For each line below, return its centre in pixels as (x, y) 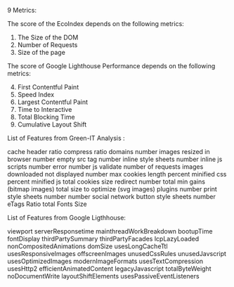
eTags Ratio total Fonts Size (47, 204)
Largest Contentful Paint (53, 102)
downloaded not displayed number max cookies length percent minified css (117, 174)
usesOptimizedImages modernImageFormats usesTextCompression (105, 261)
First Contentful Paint (48, 87)
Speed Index (36, 95)
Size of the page (41, 52)
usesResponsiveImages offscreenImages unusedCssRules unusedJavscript (117, 254)
